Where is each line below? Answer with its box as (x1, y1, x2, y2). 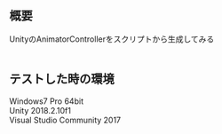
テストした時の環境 (9, 72, 115, 87)
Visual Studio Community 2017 (9, 114, 122, 125)
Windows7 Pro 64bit (9, 96, 84, 106)
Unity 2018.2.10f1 (9, 105, 71, 115)
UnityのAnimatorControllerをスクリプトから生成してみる (9, 34, 215, 44)
